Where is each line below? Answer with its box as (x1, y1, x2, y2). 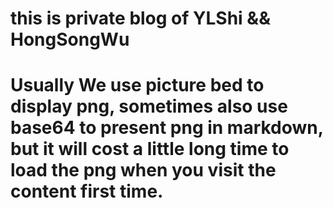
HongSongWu (10, 28, 130, 51)
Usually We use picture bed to (10, 74, 265, 97)
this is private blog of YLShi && (10, 7, 271, 30)
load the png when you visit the (10, 159, 277, 182)
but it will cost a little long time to (10, 138, 290, 161)
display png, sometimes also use (10, 95, 288, 118)
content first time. (10, 180, 164, 203)
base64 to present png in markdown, (10, 117, 324, 139)
